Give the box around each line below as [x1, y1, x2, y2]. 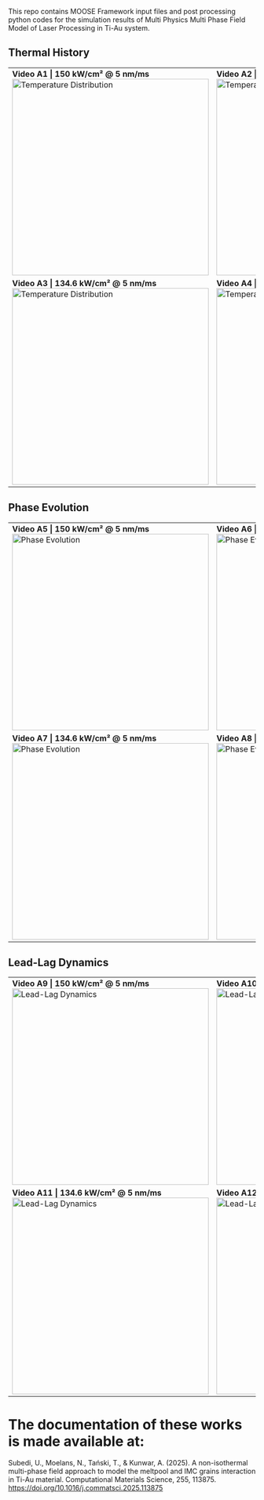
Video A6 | [216, 523, 258, 534]
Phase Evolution [8, 501, 90, 514]
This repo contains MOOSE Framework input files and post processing [8, 7, 236, 16]
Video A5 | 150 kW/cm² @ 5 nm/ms [12, 523, 149, 534]
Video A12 [216, 1187, 258, 1198]
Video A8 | [216, 733, 258, 744]
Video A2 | [216, 68, 258, 79]
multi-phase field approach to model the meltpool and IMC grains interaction [8, 1466, 256, 1476]
